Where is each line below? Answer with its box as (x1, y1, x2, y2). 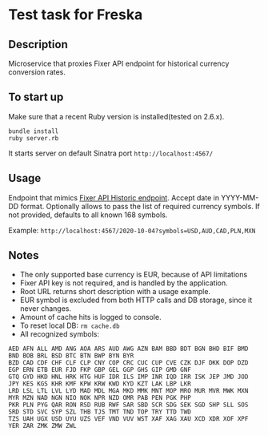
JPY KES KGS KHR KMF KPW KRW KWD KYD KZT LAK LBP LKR (8, 380, 192, 388)
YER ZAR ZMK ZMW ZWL (8, 422, 78, 430)
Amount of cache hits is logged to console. (19, 313, 162, 322)
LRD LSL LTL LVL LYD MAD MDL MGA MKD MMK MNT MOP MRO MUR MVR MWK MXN (8, 387, 249, 395)
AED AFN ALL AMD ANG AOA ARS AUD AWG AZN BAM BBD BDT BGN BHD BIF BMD (8, 345, 249, 353)
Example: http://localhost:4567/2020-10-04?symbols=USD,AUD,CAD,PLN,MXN (8, 225, 256, 235)
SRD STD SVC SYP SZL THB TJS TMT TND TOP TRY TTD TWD (8, 408, 192, 416)
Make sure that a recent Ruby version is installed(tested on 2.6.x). (8, 111, 225, 121)
